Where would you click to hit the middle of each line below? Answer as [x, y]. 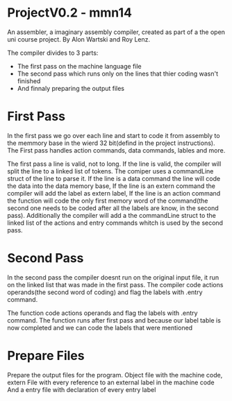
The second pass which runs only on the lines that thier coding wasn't [118, 74]
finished [29, 80]
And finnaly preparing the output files [71, 88]
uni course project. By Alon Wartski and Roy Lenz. [79, 39]
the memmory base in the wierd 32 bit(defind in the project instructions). [111, 143]
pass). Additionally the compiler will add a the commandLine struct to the [112, 215]
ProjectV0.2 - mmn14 [69, 13]
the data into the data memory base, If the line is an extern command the [111, 186]
